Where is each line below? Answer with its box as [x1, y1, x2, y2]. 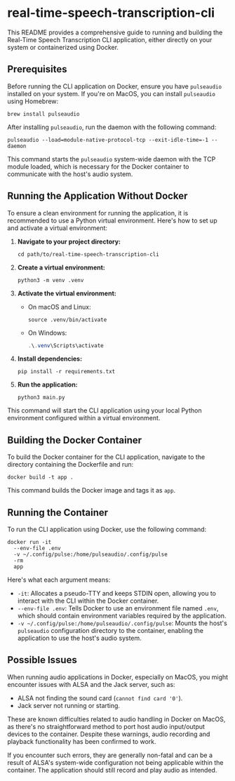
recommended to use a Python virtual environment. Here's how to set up [7, 216, 217, 225]
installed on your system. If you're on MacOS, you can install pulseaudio [7, 89, 216, 98]
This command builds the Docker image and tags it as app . [7, 486, 176, 495]
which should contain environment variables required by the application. [17, 612, 227, 620]
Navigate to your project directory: [17, 237, 121, 246]
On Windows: [27, 328, 67, 337]
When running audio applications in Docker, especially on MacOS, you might [7, 672, 229, 681]
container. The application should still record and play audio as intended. [7, 766, 217, 774]
